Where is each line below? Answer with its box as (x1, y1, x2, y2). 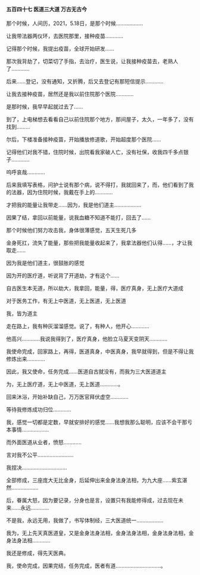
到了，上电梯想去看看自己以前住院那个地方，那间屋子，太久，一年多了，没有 (6, 116, 194, 123)
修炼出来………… (6, 355, 46, 362)
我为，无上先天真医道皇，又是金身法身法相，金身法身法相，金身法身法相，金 (6, 530, 194, 537)
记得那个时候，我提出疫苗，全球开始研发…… (6, 45, 115, 52)
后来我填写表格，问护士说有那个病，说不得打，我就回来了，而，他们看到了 (6, 182, 189, 189)
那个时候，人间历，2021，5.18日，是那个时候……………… (6, 20, 143, 27)
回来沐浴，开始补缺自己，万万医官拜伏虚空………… (6, 393, 129, 401)
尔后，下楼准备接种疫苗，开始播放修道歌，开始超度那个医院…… (6, 136, 162, 143)
